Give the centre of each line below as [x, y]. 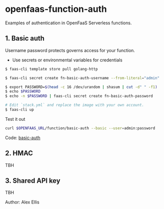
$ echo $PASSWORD [23, 92]
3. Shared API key [33, 181]
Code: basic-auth [23, 138]
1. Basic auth [25, 38]
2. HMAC [19, 153]
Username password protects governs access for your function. [70, 50]
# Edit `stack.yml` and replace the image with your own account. [75, 105]
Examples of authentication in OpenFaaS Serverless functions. [68, 23]
